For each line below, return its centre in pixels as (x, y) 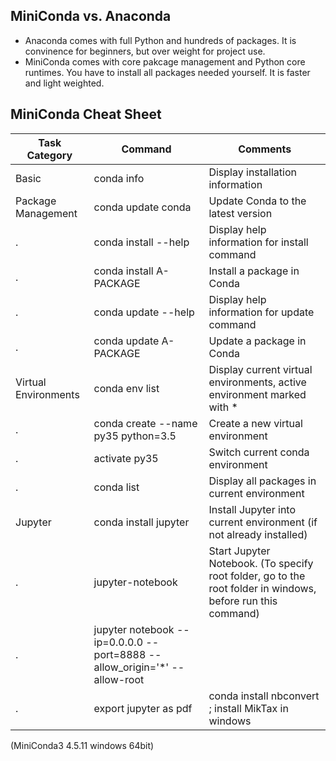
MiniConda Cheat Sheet (86, 114)
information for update (261, 312)
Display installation (252, 172)
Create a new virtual (255, 423)
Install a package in (254, 271)
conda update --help (144, 312)
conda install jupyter (141, 522)
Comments (265, 149)
